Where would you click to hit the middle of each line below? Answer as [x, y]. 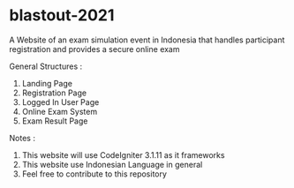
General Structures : [46, 66]
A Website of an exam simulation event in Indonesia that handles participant [147, 40]
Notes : [22, 138]
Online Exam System [60, 111]
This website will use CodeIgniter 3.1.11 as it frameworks [123, 154]
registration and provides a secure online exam [94, 49]
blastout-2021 [62, 15]
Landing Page [47, 83]
